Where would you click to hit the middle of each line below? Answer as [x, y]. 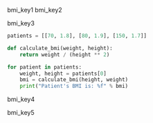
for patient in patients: [44, 67]
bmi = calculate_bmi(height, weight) [74, 80]
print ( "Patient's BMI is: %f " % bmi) [74, 86]
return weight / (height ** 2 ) [65, 54]
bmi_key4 [21, 100]
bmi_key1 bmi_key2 [35, 10]
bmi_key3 [21, 23]
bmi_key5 [21, 113]
